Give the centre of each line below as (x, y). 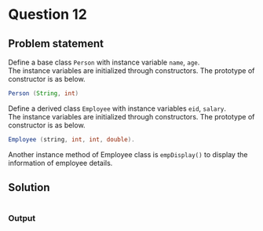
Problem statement (56, 44)
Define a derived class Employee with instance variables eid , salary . (117, 108)
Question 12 (48, 15)
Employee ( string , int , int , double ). (71, 139)
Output (22, 218)
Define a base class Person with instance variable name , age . (104, 62)
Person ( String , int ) (44, 93)
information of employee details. (60, 163)
